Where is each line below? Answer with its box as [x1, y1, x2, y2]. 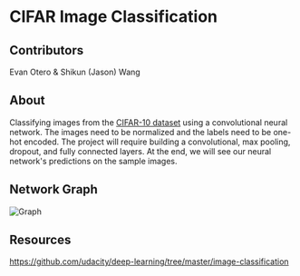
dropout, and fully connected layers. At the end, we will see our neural [9, 145, 272, 156]
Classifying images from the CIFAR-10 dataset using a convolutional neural [9, 116, 288, 128]
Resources [9, 232, 72, 248]
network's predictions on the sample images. [9, 155, 179, 166]
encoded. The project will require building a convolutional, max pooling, [24, 136, 291, 147]
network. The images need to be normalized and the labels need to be [9, 126, 272, 137]
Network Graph [9, 182, 98, 197]
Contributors [9, 43, 84, 58]
